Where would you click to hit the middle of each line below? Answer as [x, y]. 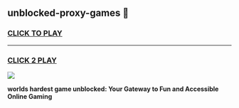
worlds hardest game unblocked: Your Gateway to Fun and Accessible [113, 89]
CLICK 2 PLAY [32, 60]
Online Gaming [30, 96]
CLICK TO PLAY [35, 33]
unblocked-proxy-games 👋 [68, 13]
